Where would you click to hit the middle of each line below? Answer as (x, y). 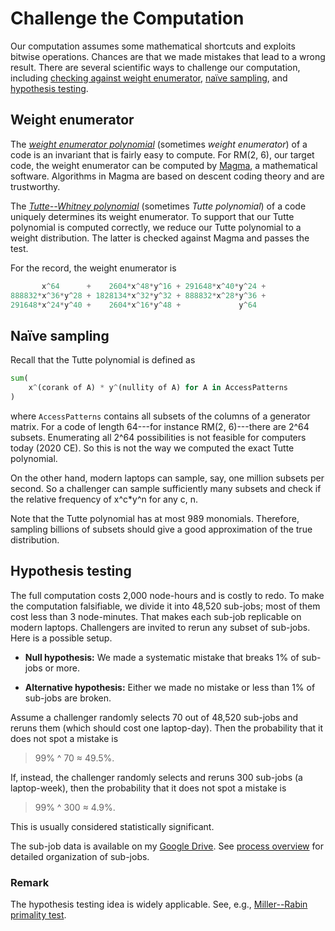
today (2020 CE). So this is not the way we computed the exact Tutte (152, 448)
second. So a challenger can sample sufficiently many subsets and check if (166, 488)
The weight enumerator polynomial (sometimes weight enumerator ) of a (159, 144)
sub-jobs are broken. (68, 698)
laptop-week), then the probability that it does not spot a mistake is (148, 788)
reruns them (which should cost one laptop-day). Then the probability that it (167, 728)
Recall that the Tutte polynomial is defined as (103, 360)
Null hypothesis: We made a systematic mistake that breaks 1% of (162, 657)
